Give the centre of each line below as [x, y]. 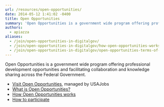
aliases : [14, 37]
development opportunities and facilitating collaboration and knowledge [77, 69]
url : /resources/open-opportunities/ [43, 9]
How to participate [31, 99]
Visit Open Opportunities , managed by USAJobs [61, 84]
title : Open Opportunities [32, 18]
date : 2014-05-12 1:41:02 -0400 [38, 14]
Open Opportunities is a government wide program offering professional [78, 64]
